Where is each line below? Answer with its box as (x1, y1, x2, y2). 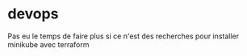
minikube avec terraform (7, 39, 90, 49)
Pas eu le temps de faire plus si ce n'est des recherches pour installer (7, 31, 240, 41)
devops (7, 5, 59, 23)
